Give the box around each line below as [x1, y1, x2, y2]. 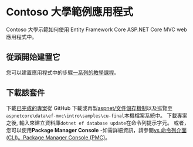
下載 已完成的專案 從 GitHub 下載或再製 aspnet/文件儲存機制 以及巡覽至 [6, 104, 173, 112]
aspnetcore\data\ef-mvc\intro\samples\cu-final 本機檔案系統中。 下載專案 [6, 112, 188, 119]
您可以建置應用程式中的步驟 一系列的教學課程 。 [6, 69, 119, 76]
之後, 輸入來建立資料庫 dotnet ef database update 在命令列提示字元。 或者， [6, 119, 189, 126]
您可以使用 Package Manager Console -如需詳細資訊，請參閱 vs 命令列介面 [6, 126, 187, 133]
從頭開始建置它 [6, 52, 60, 62]
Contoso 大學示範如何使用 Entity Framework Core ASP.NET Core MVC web [6, 26, 188, 33]
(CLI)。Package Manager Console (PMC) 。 [6, 133, 110, 141]
